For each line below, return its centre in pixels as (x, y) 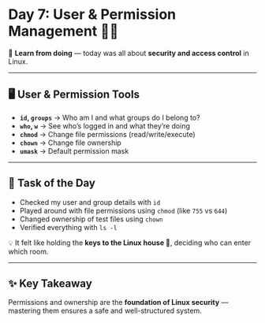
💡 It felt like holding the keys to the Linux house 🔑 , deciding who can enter (129, 243)
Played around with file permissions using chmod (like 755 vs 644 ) (123, 210)
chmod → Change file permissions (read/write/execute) (107, 134)
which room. (28, 251)
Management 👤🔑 (63, 31)
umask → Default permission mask (74, 150)
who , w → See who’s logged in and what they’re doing (105, 126)
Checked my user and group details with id (90, 202)
